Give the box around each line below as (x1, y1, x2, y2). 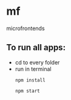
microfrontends (6, 25, 45, 32)
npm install (15, 77, 46, 83)
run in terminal (15, 65, 52, 72)
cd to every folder (15, 58, 60, 66)
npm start (15, 88, 41, 94)
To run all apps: (6, 42, 66, 53)
